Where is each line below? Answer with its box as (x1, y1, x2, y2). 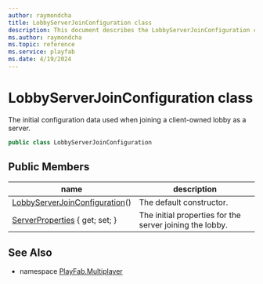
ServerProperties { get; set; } (12, 214, 117, 225)
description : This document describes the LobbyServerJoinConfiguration (8, 26, 250, 34)
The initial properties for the (139, 209, 241, 220)
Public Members (8, 160, 90, 173)
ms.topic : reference (8, 41, 76, 49)
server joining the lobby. (139, 219, 229, 230)
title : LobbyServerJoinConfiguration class (8, 19, 153, 27)
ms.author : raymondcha (8, 33, 82, 42)
